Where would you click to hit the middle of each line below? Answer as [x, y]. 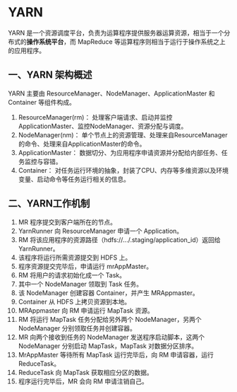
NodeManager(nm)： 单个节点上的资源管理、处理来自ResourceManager [123, 134]
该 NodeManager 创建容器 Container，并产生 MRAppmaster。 [109, 293]
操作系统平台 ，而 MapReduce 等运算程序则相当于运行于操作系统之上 [126, 41]
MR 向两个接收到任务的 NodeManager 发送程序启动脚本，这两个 [111, 337]
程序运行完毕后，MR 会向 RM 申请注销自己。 [83, 381]
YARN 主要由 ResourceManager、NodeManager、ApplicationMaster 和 [111, 93]
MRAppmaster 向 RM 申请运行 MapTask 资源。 [86, 310]
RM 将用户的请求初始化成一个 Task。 [72, 275]
